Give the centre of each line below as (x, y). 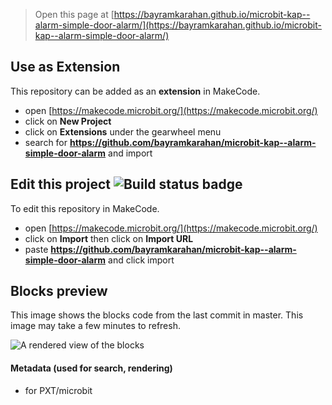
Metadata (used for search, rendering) (91, 368)
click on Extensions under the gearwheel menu (123, 131)
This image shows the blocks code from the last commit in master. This (157, 315)
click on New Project (68, 121)
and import (130, 153)
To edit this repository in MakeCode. (85, 208)
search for (46, 142)
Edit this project (60, 184)
